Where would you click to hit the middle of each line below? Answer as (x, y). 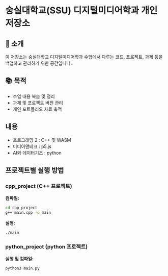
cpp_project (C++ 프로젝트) (39, 186)
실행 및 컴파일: (20, 259)
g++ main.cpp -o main (28, 213)
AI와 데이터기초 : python (37, 153)
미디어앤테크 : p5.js (32, 146)
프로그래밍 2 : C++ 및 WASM (42, 140)
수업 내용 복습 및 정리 (34, 96)
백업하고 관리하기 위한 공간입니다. (39, 63)
